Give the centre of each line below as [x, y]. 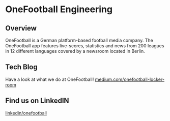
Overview [21, 28]
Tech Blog [22, 67]
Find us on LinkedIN [37, 101]
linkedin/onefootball [26, 113]
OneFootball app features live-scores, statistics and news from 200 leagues [85, 46]
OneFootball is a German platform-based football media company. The [79, 40]
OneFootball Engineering [59, 9]
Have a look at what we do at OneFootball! [50, 79]
